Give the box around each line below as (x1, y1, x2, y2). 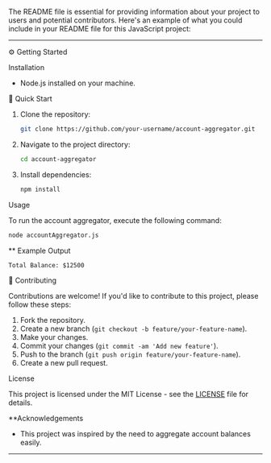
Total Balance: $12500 (8, 261, 85, 269)
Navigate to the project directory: (19, 139, 131, 149)
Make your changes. (19, 332, 89, 341)
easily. (19, 437, 42, 447)
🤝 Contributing (8, 275, 57, 285)
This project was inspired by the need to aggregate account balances (19, 428, 252, 438)
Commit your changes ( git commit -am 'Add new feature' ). (19, 341, 219, 350)
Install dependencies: (19, 169, 92, 180)
